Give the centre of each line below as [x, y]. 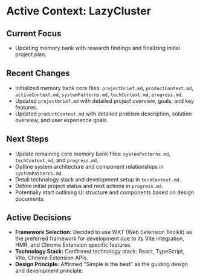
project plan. [31, 54]
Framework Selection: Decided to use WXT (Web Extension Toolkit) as [103, 232]
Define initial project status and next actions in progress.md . [89, 186]
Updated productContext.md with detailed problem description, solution [103, 114]
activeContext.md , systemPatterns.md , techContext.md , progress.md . [99, 94]
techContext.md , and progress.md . [56, 160]
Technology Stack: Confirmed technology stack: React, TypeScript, [100, 252]
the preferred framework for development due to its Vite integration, [100, 239]
